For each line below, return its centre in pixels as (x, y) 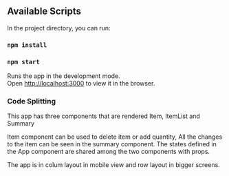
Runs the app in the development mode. (64, 76)
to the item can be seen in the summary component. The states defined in (112, 144)
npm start (23, 62)
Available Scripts (44, 11)
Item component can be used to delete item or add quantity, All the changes (115, 137)
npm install (27, 45)
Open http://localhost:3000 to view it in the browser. (81, 84)
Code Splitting (32, 101)
